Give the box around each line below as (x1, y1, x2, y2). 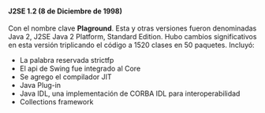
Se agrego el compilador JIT (19, 72, 112, 82)
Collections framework (19, 97, 94, 107)
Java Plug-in (19, 81, 62, 90)
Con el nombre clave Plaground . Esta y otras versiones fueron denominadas (8, 24, 257, 33)
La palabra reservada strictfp (19, 56, 114, 65)
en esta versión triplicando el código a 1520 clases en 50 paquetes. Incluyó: (8, 40, 255, 50)
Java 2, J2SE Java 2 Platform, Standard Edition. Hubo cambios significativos (8, 32, 257, 42)
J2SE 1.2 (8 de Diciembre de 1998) (8, 6, 122, 16)
